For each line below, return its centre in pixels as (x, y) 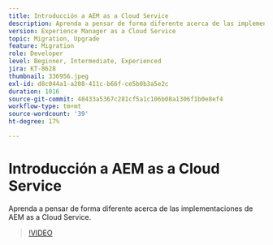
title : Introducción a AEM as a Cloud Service (89, 16)
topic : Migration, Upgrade (54, 39)
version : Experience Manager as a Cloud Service (92, 31)
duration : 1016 (34, 91)
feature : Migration (41, 46)
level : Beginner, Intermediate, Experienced (85, 62)
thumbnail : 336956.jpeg (49, 76)
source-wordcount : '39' (49, 114)
